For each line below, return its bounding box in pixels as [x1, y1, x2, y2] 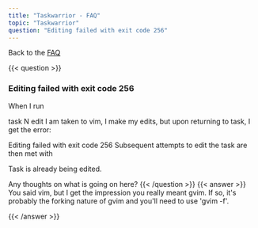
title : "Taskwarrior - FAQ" [8, 11, 101, 20]
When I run [8, 101, 44, 111]
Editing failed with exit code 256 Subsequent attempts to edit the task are [8, 140, 248, 150]
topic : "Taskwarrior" [8, 19, 80, 27]
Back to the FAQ [8, 48, 61, 58]
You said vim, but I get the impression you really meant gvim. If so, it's [8, 188, 237, 197]
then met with [8, 148, 53, 158]
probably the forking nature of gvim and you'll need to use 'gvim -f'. [8, 196, 230, 206]
